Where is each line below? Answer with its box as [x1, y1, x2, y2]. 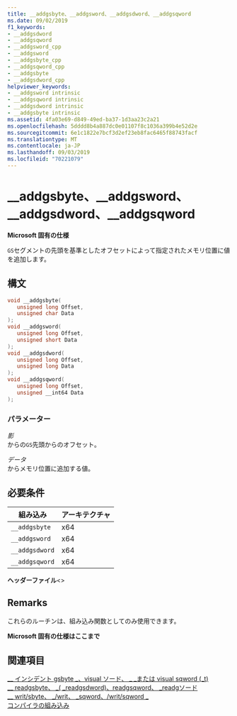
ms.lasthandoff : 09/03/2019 [7, 149, 91, 156]
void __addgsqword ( [7, 376, 65, 383]
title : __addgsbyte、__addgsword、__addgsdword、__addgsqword [7, 10, 192, 18]
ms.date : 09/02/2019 [7, 17, 69, 24]
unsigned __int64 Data [16, 389, 83, 396]
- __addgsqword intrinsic [7, 97, 83, 104]
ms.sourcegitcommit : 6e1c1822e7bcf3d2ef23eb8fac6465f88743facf [7, 129, 198, 136]
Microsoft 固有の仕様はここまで [7, 632, 100, 640]
